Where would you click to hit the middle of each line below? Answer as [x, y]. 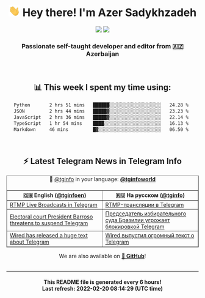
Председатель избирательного [146, 214]
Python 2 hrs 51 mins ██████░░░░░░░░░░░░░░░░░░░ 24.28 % [101, 105]
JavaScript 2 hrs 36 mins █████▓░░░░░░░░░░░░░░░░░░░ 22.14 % [101, 117]
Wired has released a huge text [49, 236]
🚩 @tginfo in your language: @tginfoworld [103, 179]
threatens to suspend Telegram [49, 223]
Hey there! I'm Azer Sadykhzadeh [110, 13]
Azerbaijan [103, 54]
